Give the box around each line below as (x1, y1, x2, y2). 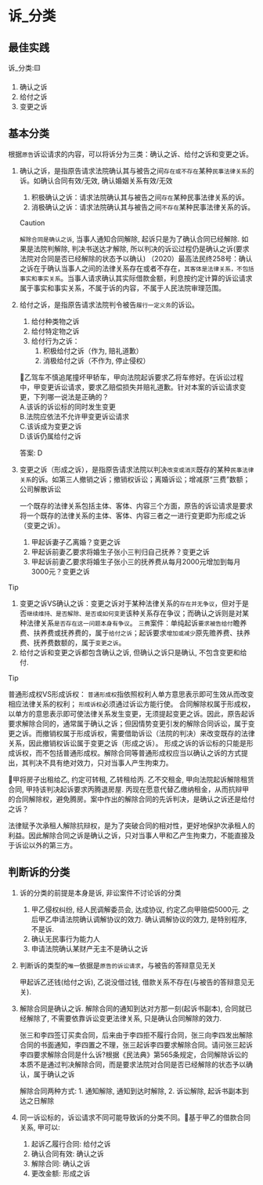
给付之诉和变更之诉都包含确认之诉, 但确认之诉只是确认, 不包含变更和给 (19, 647, 247, 657)
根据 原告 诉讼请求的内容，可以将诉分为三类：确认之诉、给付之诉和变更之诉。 (8, 149, 253, 159)
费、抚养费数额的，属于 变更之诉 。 (19, 637, 126, 647)
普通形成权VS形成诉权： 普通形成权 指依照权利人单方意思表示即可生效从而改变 (8, 689, 254, 698)
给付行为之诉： (31, 336, 80, 345)
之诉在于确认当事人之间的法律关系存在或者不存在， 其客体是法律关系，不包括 (19, 264, 254, 273)
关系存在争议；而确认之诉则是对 (139, 608, 243, 618)
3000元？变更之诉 (31, 567, 90, 576)
